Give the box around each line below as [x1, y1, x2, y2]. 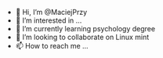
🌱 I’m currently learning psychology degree [15, 24, 155, 33]
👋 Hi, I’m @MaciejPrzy [15, 8, 88, 16]
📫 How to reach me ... [15, 42, 89, 50]
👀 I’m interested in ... [15, 16, 82, 25]
